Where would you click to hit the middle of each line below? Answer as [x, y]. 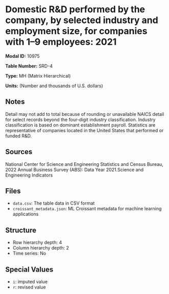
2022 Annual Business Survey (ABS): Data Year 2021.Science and [75, 169]
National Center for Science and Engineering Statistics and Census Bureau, [84, 164]
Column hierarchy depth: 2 [41, 248]
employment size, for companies [76, 31]
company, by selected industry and [82, 20]
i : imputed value [30, 281]
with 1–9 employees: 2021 [61, 42]
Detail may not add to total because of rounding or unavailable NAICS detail [85, 114]
